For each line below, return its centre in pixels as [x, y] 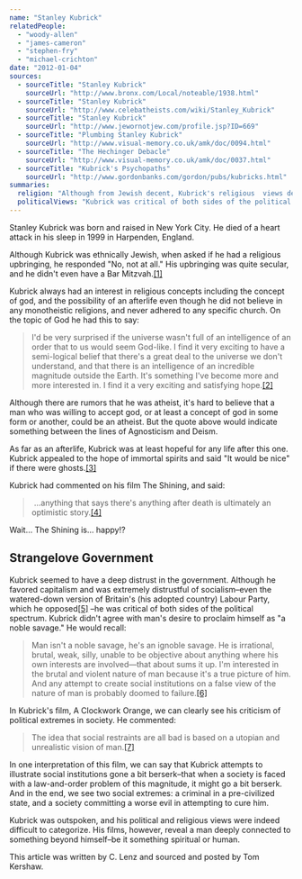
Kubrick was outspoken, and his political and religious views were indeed [145, 820]
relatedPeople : [38, 26]
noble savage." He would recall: [68, 628]
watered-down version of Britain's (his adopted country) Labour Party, [140, 599]
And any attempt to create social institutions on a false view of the [154, 683]
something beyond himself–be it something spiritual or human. [125, 839]
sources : [26, 77]
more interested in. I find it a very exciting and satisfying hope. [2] [152, 385]
